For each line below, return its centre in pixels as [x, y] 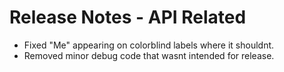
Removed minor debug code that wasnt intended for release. [149, 55]
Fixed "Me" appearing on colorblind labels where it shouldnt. [149, 45]
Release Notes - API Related [128, 17]
